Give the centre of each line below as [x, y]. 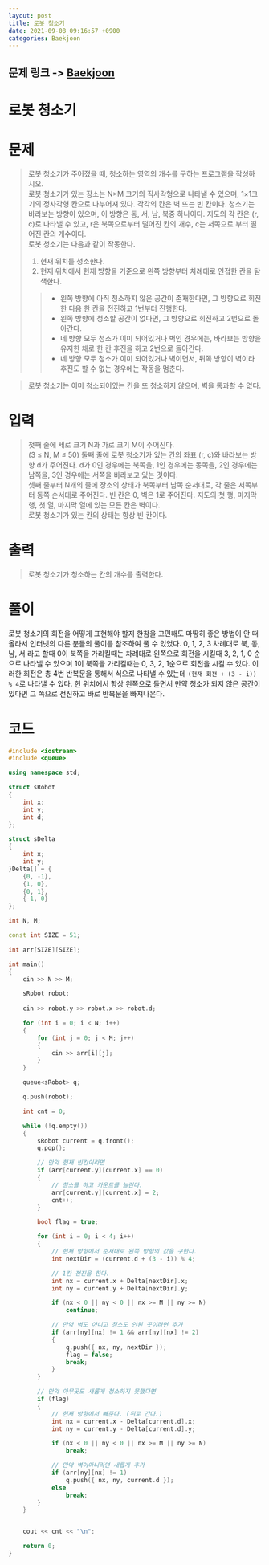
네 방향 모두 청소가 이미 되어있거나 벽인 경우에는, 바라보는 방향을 [161, 338]
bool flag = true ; [68, 1222]
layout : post [30, 16]
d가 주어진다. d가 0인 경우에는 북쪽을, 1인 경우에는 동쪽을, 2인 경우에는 [147, 465]
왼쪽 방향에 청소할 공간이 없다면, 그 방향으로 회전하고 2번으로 [155, 318]
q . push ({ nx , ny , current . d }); [120, 1480]
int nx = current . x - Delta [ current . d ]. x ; [123, 1421]
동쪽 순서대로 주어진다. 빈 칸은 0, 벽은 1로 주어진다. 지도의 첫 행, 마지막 [147, 495]
